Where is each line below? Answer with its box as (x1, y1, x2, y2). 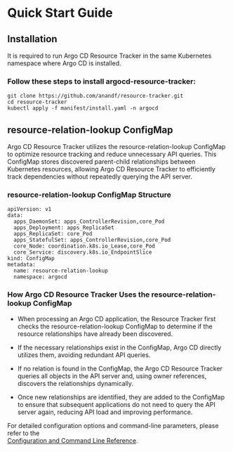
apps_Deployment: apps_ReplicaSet (13, 224, 114, 231)
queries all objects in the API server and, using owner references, (17, 371, 207, 380)
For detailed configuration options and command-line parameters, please (7, 421, 219, 430)
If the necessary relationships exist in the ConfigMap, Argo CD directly (17, 343, 222, 351)
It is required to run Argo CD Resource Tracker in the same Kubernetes (7, 51, 212, 60)
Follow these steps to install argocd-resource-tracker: (7, 76, 197, 86)
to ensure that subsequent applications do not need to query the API (17, 400, 215, 408)
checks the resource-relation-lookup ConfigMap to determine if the (17, 322, 213, 330)
